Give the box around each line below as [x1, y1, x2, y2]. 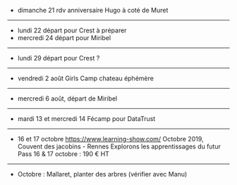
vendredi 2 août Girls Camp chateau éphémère [17, 74, 154, 82]
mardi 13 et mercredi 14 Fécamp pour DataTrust [17, 115, 156, 122]
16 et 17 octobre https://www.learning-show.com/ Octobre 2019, [17, 135, 204, 143]
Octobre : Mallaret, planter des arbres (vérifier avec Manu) [17, 170, 188, 178]
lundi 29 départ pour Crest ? [17, 54, 100, 62]
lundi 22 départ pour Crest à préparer [17, 26, 127, 34]
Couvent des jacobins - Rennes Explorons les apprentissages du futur [17, 142, 221, 151]
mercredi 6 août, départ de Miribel [17, 94, 118, 103]
